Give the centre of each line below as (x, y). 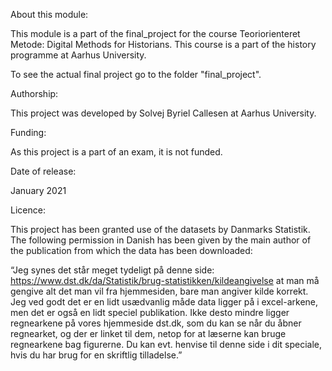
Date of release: (43, 171)
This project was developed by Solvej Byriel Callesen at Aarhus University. (163, 113)
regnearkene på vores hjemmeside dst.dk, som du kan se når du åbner (156, 323)
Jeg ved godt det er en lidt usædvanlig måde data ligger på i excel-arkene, (164, 302)
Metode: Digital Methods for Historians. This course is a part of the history (163, 44)
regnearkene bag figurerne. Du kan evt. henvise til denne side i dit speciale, (166, 344)
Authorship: (34, 93)
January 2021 (38, 190)
